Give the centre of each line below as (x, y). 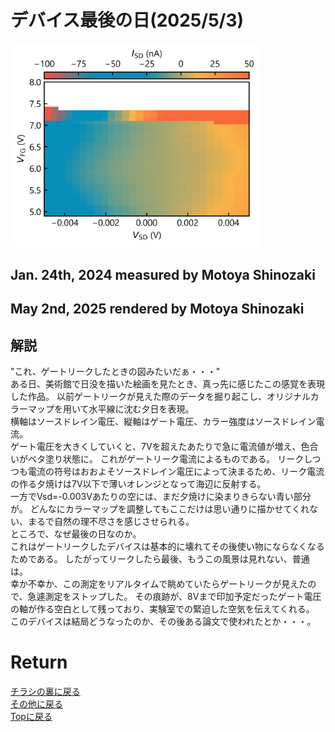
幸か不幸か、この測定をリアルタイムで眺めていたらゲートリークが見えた (159, 583)
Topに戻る (31, 716)
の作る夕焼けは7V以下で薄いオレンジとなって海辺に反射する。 (138, 483)
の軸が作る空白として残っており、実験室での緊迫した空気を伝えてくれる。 (162, 608)
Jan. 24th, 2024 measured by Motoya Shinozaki (163, 274)
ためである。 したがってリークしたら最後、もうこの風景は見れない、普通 (160, 558)
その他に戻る (36, 703)
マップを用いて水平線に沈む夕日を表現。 (111, 408)
